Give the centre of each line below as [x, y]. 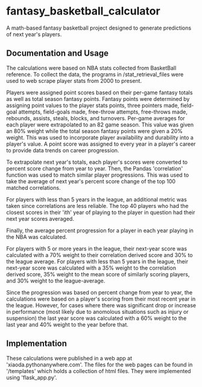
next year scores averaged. [40, 218]
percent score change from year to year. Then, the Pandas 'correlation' [95, 168]
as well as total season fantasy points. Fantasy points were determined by [98, 99]
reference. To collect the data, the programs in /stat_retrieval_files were [95, 74]
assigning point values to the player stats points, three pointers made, [93, 105]
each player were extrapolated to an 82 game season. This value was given [100, 125]
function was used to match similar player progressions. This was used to [98, 175]
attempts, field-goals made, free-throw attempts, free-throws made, [103, 112]
